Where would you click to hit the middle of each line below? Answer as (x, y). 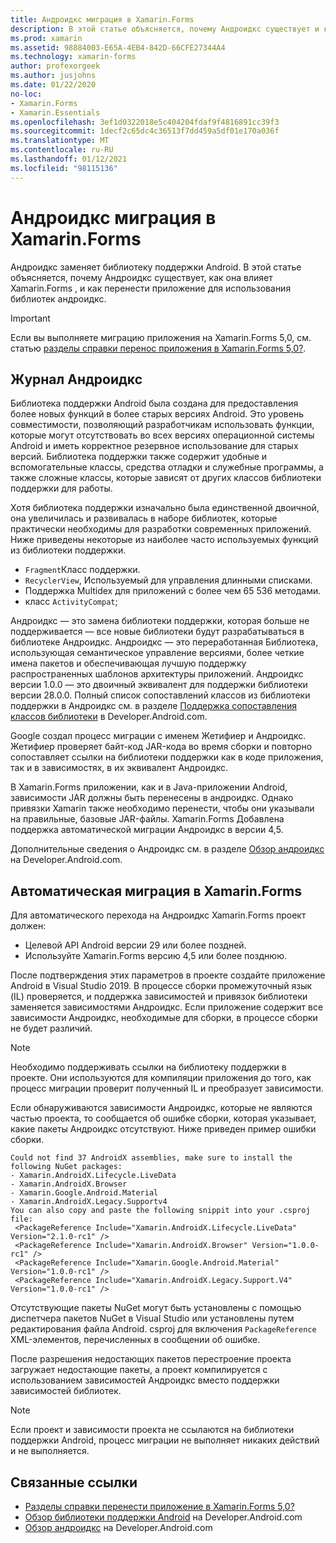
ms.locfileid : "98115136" (64, 168)
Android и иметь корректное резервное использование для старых (154, 446)
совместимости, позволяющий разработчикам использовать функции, (162, 425)
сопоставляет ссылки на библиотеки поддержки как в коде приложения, (167, 757)
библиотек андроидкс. (58, 298)
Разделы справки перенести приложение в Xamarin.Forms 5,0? (159, 1506)
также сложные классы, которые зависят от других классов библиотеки (166, 478)
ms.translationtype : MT (60, 141)
